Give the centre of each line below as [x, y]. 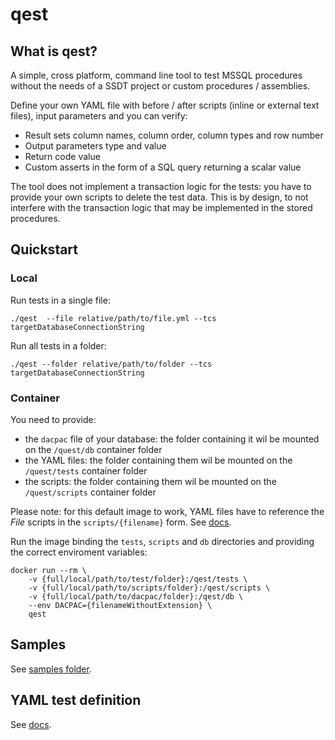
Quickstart [44, 249]
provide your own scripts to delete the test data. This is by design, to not [159, 197]
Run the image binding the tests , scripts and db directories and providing [162, 541]
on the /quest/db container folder [93, 449]
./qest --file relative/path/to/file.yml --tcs [113, 318]
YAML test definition [76, 700]
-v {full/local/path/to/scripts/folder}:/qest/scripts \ [149, 588]
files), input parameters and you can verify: [99, 116]
